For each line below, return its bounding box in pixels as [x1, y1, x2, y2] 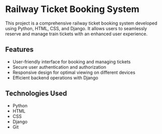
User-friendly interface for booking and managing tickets [12, 59, 131, 65]
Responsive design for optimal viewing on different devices [12, 69, 136, 75]
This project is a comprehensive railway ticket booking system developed [5, 20, 157, 26]
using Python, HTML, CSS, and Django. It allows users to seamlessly [5, 25, 147, 31]
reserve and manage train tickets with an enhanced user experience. [5, 31, 148, 37]
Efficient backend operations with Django [12, 74, 99, 81]
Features [5, 45, 34, 54]
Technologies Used [5, 89, 67, 98]
